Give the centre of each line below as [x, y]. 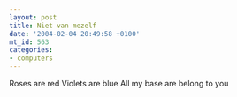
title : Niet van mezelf [53, 26]
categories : [31, 50]
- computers [31, 58]
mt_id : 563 [29, 42]
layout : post [33, 17]
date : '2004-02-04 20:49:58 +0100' [75, 34]
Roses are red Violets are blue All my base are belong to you [119, 83]
